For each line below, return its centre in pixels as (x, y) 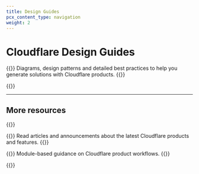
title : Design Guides (33, 12)
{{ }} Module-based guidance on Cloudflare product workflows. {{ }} (88, 154)
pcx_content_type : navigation (44, 17)
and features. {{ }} (28, 142)
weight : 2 (18, 22)
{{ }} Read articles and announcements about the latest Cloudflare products (98, 136)
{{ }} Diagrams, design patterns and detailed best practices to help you (92, 68)
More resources (36, 110)
